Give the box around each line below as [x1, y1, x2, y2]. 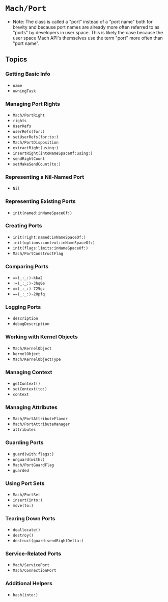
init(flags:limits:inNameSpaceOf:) [12, 245, 89, 251]
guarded [12, 468, 29, 473]
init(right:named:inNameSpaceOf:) [12, 235, 86, 240]
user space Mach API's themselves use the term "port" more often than [12, 35, 163, 41]
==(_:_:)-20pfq [12, 292, 45, 297]
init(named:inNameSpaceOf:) [12, 211, 72, 216]
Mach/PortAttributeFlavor [12, 416, 68, 422]
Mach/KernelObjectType [12, 357, 61, 362]
